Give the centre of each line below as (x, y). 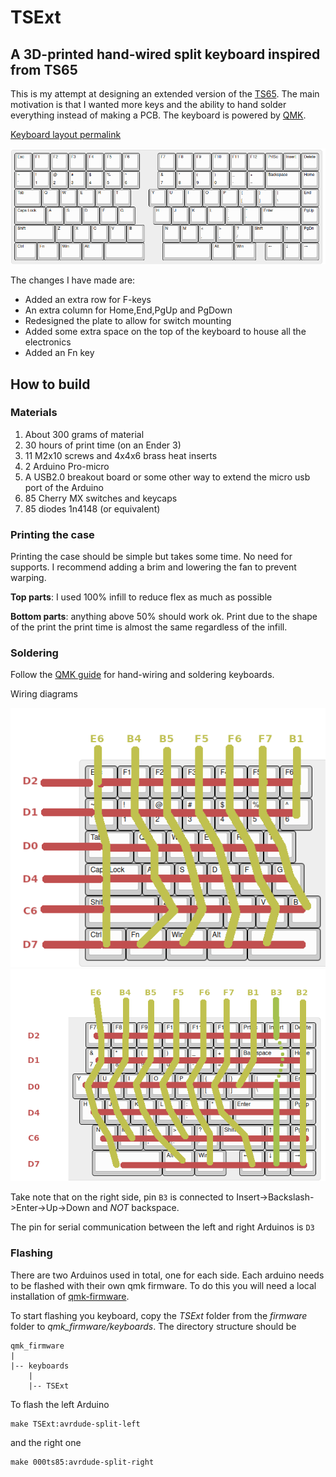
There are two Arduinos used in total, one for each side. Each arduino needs (167, 1275)
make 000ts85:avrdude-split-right (82, 1462)
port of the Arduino (64, 487)
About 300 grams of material (84, 434)
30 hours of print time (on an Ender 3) (103, 445)
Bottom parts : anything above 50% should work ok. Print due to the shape (164, 617)
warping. (28, 578)
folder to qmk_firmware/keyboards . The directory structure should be (153, 1326)
